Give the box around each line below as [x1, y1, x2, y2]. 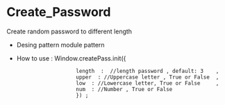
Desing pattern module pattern [16, 40, 105, 49]
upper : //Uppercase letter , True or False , [75, 74, 219, 81]
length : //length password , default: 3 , [75, 67, 219, 74]
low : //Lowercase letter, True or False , [75, 79, 219, 87]
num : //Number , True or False [75, 86, 173, 92]
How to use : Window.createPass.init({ [16, 54, 126, 63]
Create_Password [6, 4, 111, 20]
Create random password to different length [6, 27, 133, 35]
